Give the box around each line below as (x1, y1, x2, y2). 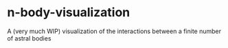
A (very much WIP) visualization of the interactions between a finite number (7, 27, 222, 35)
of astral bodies (7, 34, 52, 42)
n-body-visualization (7, 5, 130, 20)
